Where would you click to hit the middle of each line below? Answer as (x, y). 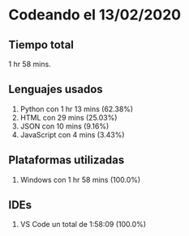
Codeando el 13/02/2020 (94, 15)
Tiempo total (41, 45)
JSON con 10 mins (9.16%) (64, 126)
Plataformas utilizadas (67, 160)
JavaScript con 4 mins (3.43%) (72, 134)
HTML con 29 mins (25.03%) (69, 117)
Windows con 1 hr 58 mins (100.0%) (80, 179)
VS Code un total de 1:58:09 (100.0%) (83, 225)
